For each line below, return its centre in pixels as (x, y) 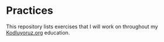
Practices (30, 11)
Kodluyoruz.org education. (38, 32)
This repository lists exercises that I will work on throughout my (82, 26)
